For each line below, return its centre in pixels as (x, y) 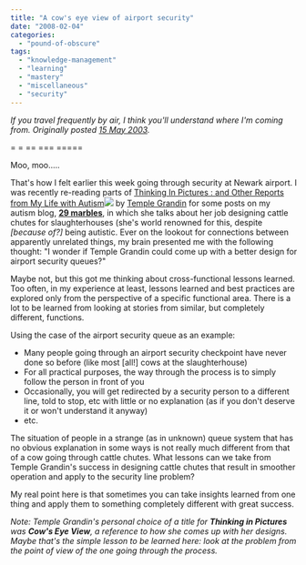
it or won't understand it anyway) (86, 410)
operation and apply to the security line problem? (102, 476)
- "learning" (43, 69)
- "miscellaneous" (54, 86)
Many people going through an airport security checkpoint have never (155, 352)
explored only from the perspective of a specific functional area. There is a (151, 298)
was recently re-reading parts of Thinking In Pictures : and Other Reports (148, 192)
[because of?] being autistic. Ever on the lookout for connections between (150, 232)
